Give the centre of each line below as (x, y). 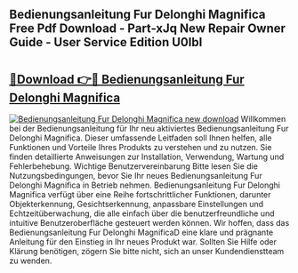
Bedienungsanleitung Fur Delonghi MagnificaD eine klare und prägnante (141, 232)
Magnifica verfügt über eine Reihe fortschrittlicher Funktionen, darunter (140, 194)
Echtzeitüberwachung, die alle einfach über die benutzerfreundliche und (142, 213)
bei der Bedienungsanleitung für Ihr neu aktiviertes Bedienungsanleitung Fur (149, 128)
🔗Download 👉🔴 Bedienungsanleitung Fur (127, 79)
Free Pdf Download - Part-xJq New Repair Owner (148, 29)
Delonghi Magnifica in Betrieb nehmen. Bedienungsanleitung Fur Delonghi (145, 185)
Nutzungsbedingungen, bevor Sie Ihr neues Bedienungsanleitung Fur (136, 176)
